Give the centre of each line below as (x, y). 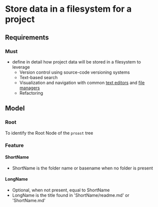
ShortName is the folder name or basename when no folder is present (82, 168)
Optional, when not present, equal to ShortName (61, 190)
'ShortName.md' (29, 200)
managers (30, 88)
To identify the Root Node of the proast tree (49, 133)
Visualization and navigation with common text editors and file (82, 83)
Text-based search (38, 77)
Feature (14, 145)
